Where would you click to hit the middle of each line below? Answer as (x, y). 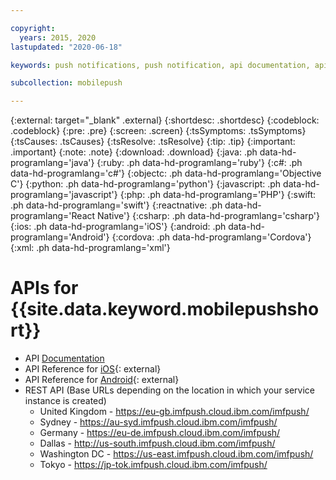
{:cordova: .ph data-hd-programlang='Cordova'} (211, 237)
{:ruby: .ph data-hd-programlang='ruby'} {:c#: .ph (199, 163)
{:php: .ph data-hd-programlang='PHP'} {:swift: (218, 195)
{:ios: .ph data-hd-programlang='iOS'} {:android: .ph (118, 227)
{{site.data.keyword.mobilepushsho (165, 309)
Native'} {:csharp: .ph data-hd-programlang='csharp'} (209, 216)
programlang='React (53, 216)
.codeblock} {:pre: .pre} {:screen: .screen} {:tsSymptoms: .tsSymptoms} (158, 131)
